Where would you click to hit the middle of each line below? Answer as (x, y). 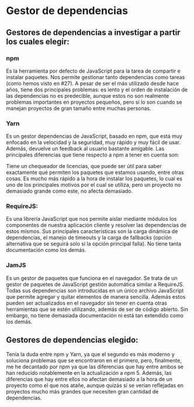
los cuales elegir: (38, 41)
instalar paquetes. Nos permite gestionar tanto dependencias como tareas (96, 77)
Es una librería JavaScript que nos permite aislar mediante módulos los (91, 219)
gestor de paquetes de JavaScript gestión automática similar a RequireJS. (95, 284)
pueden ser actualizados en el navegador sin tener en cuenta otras (87, 303)
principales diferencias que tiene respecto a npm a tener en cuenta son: (93, 155)
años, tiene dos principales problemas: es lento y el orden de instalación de (97, 90)
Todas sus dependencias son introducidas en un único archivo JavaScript (95, 290)
